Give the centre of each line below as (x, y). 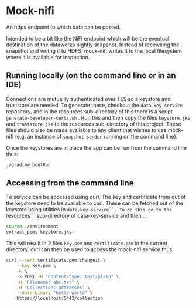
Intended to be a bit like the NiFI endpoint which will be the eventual (88, 38)
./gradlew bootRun (28, 165)
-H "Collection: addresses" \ (54, 288)
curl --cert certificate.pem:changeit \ (56, 260)
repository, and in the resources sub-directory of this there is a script (89, 111)
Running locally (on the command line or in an (91, 75)
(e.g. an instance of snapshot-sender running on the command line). (96, 136)
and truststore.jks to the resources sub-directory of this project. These (94, 124)
